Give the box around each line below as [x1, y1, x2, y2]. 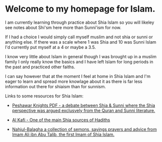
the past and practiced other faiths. [5, 64, 75, 70]
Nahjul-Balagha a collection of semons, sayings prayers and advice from [12, 126, 157, 132]
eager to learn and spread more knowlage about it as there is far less [5, 79, 143, 84]
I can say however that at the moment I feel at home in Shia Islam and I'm [5, 73, 151, 79]
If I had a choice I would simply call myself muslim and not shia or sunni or [5, 34, 153, 40]
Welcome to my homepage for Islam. [5, 3, 156, 15]
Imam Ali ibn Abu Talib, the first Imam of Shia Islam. [12, 131, 115, 137]
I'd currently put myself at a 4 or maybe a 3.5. [5, 44, 96, 50]
